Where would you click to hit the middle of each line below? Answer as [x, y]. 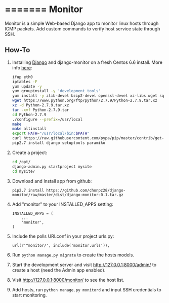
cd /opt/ [21, 162]
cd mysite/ [24, 171]
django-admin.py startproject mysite [52, 166]
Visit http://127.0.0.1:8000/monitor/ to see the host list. [68, 280]
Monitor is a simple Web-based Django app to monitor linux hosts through [82, 23]
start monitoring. [29, 295]
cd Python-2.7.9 [29, 115]
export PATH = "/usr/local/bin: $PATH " [51, 134]
